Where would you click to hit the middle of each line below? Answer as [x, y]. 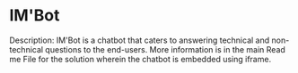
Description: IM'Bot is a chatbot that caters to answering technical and [140, 40]
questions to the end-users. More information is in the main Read [165, 49]
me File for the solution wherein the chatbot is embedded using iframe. [140, 59]
